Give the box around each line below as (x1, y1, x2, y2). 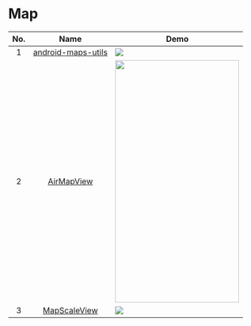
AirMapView (48, 176, 93, 187)
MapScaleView (42, 305, 98, 316)
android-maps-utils (32, 47, 108, 58)
